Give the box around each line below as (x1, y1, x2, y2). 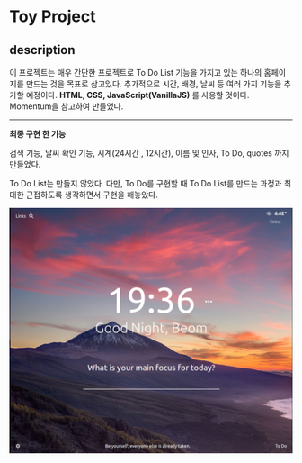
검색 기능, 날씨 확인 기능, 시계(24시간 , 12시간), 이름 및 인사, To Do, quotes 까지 (9, 148, 289, 159)
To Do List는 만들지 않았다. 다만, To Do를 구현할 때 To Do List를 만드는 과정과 (9, 178, 282, 188)
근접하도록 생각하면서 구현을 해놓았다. (25, 189, 159, 200)
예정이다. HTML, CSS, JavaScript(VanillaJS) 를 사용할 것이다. (25, 90, 250, 100)
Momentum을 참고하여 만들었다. (9, 101, 124, 112)
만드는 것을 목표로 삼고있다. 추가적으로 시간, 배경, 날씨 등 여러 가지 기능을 (25, 78, 282, 89)
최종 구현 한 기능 (9, 129, 67, 139)
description (9, 42, 75, 58)
